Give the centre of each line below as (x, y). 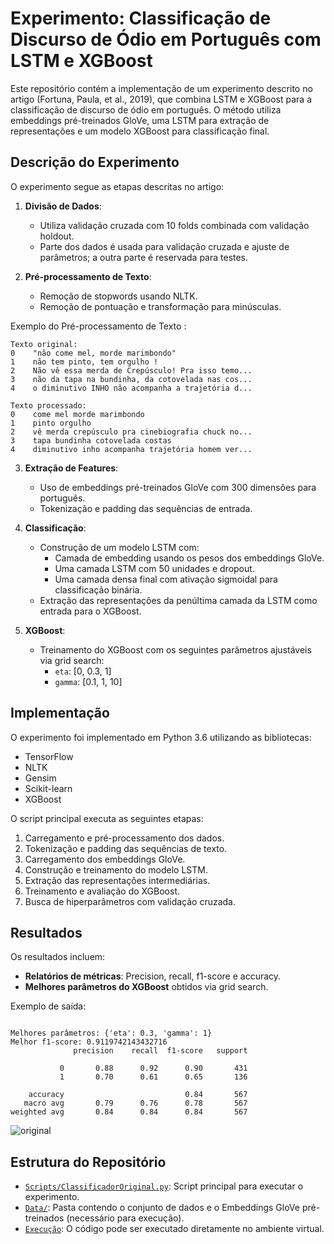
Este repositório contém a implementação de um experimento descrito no (161, 88)
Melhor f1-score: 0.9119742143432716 (89, 1042)
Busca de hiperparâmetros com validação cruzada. (130, 901)
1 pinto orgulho (51, 423)
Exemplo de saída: (48, 1006)
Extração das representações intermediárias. (117, 880)
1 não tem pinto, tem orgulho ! (84, 362)
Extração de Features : (71, 468)
